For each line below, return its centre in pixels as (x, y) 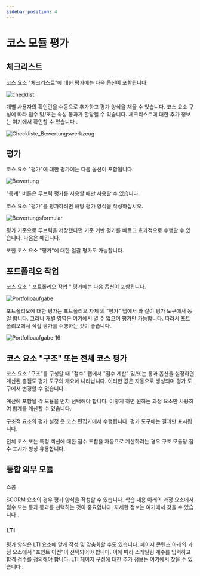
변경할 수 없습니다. (44, 389)
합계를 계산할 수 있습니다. (42, 409)
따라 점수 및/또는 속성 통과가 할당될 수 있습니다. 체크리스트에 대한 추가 (99, 114)
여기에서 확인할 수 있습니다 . (45, 121)
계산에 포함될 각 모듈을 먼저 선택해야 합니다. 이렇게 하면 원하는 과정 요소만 (92, 401)
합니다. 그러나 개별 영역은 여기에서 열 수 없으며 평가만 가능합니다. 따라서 (96, 318)
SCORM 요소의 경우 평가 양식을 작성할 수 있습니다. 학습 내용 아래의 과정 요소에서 (100, 500)
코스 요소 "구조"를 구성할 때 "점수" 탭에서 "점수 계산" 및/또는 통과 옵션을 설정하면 (100, 374)
